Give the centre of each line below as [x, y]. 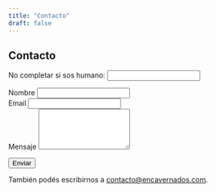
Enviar [22, 164]
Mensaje [22, 147]
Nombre [22, 93]
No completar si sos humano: [57, 75]
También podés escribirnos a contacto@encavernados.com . [108, 180]
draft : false [30, 23]
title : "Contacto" [39, 16]
